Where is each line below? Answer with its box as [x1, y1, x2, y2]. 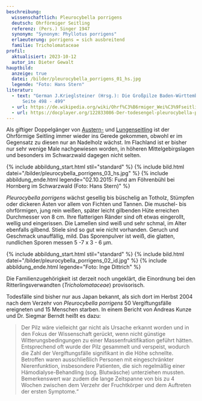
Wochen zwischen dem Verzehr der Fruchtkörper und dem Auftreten [20, 382, 191, 389]
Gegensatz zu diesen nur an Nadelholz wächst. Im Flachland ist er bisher [6, 139, 188, 146]
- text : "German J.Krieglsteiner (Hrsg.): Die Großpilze [11, 93, 158, 99]
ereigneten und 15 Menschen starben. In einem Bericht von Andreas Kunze [6, 306, 192, 313]
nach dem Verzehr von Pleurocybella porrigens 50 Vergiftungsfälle [6, 299, 172, 307]
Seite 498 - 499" [22, 98, 66, 104]
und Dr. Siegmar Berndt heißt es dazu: [6, 312, 101, 320]
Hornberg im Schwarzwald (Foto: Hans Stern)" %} [6, 182, 130, 190]
